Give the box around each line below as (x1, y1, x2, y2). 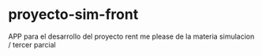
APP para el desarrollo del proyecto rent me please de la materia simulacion (8, 32, 255, 41)
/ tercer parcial (8, 39, 57, 49)
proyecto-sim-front (8, 6, 139, 24)
